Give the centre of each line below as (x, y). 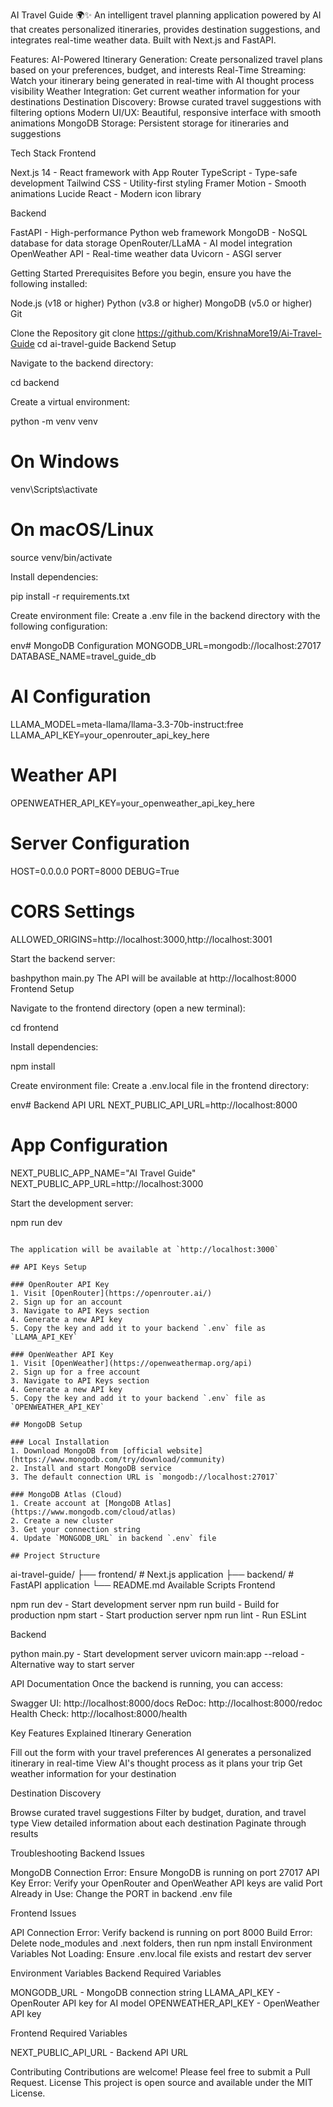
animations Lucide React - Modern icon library (106, 193)
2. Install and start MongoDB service (91, 1468)
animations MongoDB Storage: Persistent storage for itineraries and (149, 123)
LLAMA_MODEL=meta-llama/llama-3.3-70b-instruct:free (127, 724)
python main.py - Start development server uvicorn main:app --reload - (157, 1653)
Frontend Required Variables (69, 2033)
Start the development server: (72, 1203)
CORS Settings (73, 911)
